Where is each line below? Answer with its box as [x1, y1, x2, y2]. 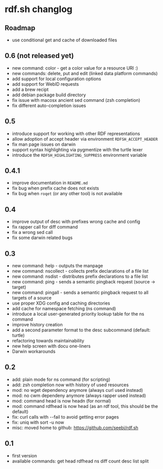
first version [12, 452, 37, 458]
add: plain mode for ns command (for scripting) [12, 376, 111, 382]
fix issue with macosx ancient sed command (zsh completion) [12, 97, 140, 103]
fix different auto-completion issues [12, 102, 87, 108]
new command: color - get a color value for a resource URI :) [12, 65, 138, 71]
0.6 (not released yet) [5, 51, 74, 60]
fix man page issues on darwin [12, 141, 76, 147]
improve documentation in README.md [12, 180, 88, 186]
